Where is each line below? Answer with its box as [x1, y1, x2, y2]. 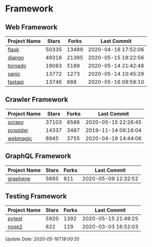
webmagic [7, 135, 32, 142]
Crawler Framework [5, 95, 68, 104]
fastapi [7, 78, 24, 85]
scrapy [7, 118, 24, 125]
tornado [7, 62, 26, 69]
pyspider [7, 127, 28, 134]
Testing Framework [5, 192, 67, 201]
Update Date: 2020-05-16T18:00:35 [5, 236, 79, 242]
